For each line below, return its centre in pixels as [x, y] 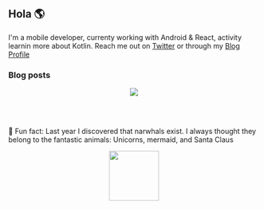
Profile [19, 54]
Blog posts [30, 75]
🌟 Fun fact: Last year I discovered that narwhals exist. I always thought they [132, 132]
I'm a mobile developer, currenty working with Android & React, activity [125, 37]
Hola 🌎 [27, 14]
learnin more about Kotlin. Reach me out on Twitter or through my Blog [124, 45]
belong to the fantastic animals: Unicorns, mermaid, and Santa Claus [121, 140]
